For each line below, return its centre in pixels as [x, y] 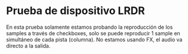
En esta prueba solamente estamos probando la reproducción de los [90, 27]
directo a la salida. [28, 46]
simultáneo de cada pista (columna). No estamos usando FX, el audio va [94, 39]
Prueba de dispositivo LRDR [76, 11]
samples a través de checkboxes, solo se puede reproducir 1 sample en [93, 33]
